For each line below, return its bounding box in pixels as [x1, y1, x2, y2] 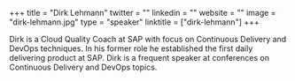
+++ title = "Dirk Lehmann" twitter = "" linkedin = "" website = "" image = [9, 8, 276, 18]
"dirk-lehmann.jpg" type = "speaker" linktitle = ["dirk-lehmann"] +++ [9, 17, 260, 27]
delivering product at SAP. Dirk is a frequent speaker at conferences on [9, 53, 270, 63]
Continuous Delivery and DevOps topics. [9, 62, 158, 72]
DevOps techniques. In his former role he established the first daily [9, 43, 253, 54]
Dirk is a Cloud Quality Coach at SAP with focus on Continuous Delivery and [9, 34, 287, 44]
